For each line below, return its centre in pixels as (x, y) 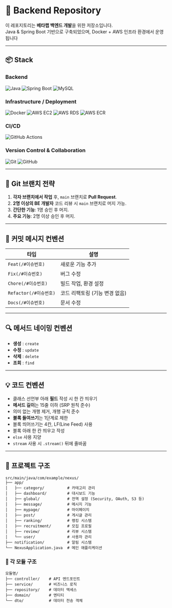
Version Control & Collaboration (46, 151)
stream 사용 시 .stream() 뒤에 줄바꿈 (50, 443)
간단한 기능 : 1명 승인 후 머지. (41, 210)
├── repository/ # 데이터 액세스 (41, 590)
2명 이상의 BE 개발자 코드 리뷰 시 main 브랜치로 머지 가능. (70, 203)
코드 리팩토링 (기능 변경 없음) (94, 293)
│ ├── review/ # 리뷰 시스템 (49, 531)
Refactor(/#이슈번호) (32, 293)
